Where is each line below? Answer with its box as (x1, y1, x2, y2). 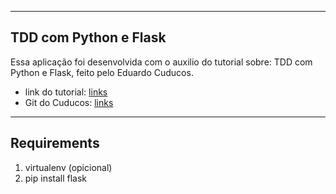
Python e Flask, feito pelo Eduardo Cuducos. (10, 66, 194, 78)
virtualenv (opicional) (24, 161, 113, 173)
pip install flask (24, 172, 88, 184)
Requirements (10, 135, 100, 152)
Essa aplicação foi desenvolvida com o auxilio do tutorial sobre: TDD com (10, 56, 313, 68)
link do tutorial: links (24, 86, 108, 98)
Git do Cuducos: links (24, 96, 114, 108)
